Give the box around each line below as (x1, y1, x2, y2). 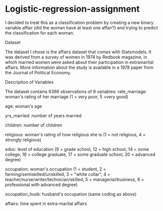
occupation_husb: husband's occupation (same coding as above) (5, 191, 137, 197)
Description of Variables (5, 79, 54, 85)
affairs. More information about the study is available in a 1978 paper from (5, 64, 154, 70)
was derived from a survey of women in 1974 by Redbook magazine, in (5, 54, 147, 60)
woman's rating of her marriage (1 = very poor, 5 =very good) (5, 94, 128, 100)
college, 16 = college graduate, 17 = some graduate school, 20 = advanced (5, 151, 155, 157)
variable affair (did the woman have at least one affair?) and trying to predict (5, 24, 158, 30)
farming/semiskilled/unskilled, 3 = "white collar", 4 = (5, 171, 111, 177)
